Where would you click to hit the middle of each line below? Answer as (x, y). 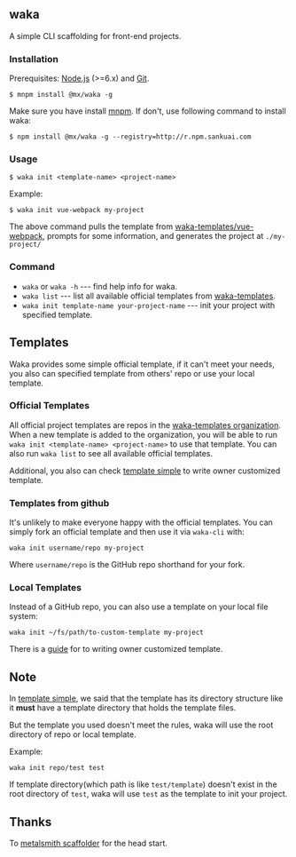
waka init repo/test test (57, 768)
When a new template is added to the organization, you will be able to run (143, 434)
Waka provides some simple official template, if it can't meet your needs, (142, 364)
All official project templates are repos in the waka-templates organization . (145, 425)
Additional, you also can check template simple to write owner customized (145, 471)
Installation (34, 59)
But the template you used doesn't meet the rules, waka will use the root (141, 725)
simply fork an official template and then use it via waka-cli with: (127, 532)
